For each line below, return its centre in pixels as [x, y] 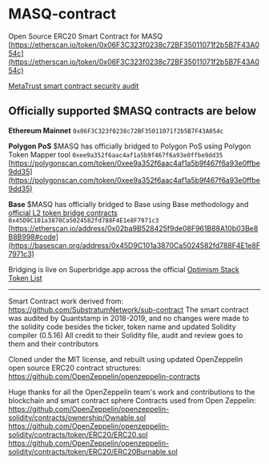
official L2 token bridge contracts [63, 213]
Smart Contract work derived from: [66, 301]
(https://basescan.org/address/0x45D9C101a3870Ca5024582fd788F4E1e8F [134, 245]
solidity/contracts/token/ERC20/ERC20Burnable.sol [93, 451]
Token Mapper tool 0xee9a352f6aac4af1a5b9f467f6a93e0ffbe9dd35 [116, 154]
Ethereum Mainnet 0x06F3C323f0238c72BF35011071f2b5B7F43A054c [116, 130]
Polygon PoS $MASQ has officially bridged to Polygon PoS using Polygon [130, 146]
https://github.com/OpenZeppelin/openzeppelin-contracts [104, 376]
